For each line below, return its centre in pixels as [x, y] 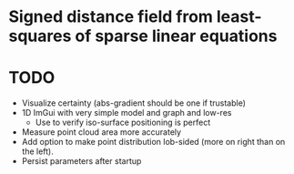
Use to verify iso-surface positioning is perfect [123, 123]
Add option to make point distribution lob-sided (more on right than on [153, 142]
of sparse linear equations [176, 36]
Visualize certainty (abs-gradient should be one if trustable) [134, 103]
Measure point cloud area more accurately [101, 132]
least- [239, 17]
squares [40, 36]
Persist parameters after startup [81, 161]
